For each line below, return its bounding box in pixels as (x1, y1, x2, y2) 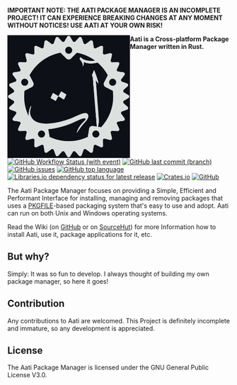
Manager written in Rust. (129, 43, 204, 50)
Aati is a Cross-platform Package (129, 35, 229, 43)
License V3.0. (7, 371, 47, 379)
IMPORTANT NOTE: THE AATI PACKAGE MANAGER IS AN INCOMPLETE (7, 6, 221, 14)
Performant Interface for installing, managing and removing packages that (7, 194, 223, 202)
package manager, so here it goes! (7, 277, 108, 286)
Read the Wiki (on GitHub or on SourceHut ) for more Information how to (7, 223, 216, 231)
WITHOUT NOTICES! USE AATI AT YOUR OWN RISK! (7, 21, 163, 29)
